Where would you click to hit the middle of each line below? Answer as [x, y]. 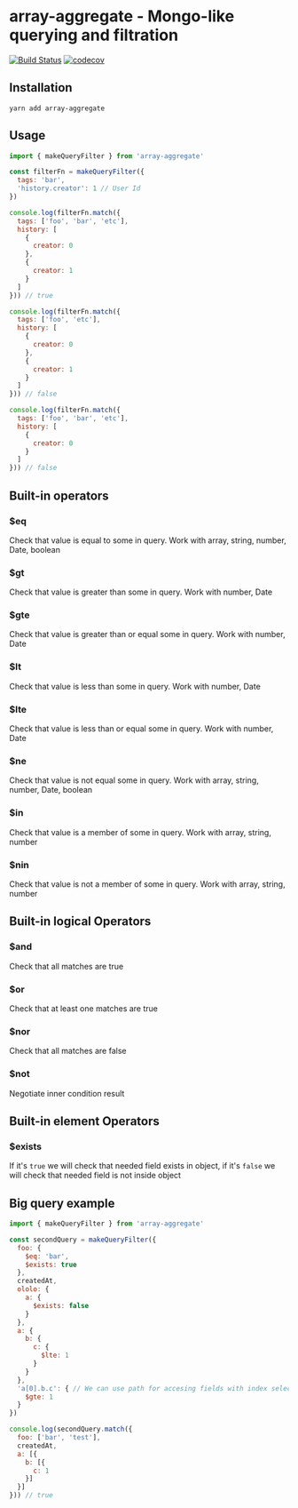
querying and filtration [94, 35]
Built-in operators [59, 495]
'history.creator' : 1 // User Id [79, 188]
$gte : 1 [39, 1397]
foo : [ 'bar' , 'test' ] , [59, 1438]
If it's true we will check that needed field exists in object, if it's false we [142, 1166]
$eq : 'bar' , [47, 1256]
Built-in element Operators [84, 1121]
